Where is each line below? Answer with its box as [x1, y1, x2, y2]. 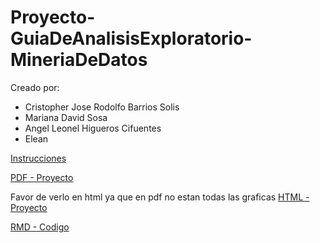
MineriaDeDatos [10, 49, 148, 71]
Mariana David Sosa [24, 111, 108, 123]
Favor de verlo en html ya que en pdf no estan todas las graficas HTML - [10, 191, 310, 203]
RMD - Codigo [10, 221, 70, 233]
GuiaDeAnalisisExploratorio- [10, 27, 253, 50]
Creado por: [10, 81, 60, 93]
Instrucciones [10, 152, 67, 164]
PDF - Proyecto [10, 171, 74, 183]
